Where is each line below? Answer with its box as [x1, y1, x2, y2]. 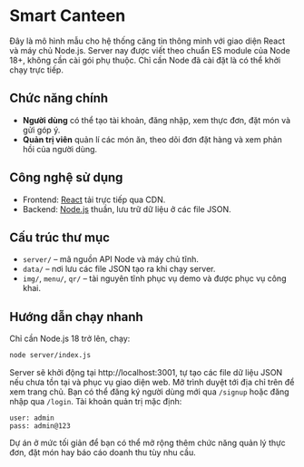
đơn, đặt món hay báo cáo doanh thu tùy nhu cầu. [9, 447, 197, 458]
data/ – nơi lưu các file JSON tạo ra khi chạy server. [22, 264, 216, 275]
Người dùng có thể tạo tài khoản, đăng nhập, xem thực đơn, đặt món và [22, 114, 291, 125]
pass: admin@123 [9, 422, 71, 431]
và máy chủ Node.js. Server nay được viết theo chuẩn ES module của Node [9, 44, 290, 55]
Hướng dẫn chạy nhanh [9, 309, 143, 325]
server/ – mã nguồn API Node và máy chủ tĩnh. [22, 254, 200, 265]
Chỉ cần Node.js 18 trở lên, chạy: [9, 333, 131, 345]
